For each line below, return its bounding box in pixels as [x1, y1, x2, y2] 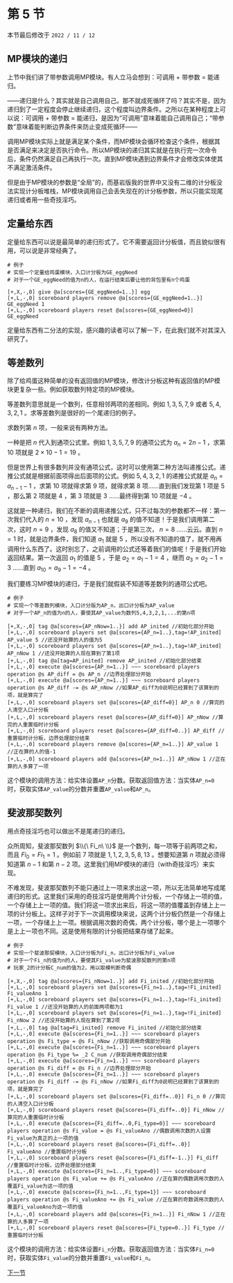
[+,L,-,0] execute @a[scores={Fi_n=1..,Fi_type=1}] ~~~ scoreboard [7, 1189, 207, 1196]
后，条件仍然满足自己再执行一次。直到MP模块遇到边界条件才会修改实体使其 [7, 154, 223, 163]
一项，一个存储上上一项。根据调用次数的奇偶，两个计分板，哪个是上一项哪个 [7, 918, 226, 927]
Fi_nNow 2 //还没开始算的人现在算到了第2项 [7, 1017, 120, 1024]
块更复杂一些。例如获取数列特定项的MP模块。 [7, 385, 139, 394]
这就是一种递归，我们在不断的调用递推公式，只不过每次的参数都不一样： [7, 506, 214, 515]
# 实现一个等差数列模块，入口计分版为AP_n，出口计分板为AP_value [7, 602, 175, 609]
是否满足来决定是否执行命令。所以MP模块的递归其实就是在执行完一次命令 [7, 145, 217, 154]
